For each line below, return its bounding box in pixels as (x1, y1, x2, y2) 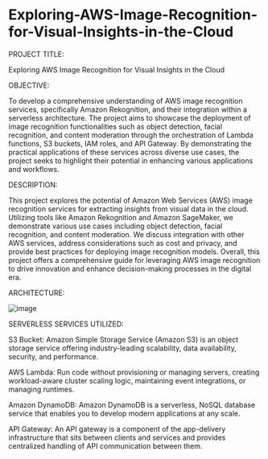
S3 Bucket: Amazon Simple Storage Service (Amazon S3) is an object (8, 334, 239, 344)
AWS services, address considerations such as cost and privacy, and (8, 238, 237, 248)
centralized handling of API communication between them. (8, 441, 203, 451)
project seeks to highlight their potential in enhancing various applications (8, 155, 254, 166)
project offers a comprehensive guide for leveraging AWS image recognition (8, 255, 261, 264)
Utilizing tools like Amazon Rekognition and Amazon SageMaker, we (8, 212, 233, 222)
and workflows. (8, 164, 60, 174)
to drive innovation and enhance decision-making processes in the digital (8, 264, 252, 273)
